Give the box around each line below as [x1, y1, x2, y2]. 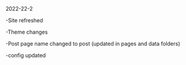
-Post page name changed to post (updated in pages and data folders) [5, 40, 181, 47]
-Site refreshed [5, 17, 43, 23]
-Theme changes [5, 28, 48, 36]
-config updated [5, 52, 46, 59]
